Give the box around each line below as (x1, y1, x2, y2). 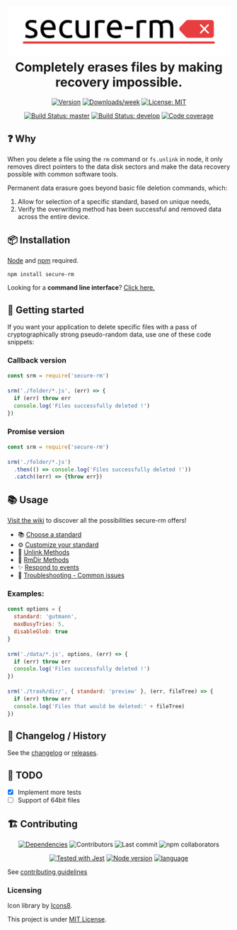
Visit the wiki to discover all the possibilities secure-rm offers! (7, 516, 187, 525)
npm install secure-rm (7, 271, 74, 278)
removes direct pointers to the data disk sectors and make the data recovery (7, 162, 231, 171)
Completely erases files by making (15, 59, 223, 75)
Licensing (7, 885, 42, 895)
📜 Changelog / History (7, 730, 107, 742)
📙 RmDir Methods (17, 555, 69, 565)
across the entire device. (17, 212, 91, 221)
